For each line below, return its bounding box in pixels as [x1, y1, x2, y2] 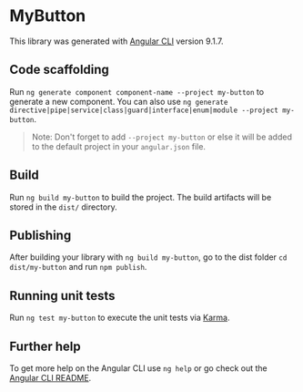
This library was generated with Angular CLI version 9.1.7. [9, 36, 224, 46]
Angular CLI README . [9, 373, 92, 383]
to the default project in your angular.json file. [31, 140, 207, 151]
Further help [9, 338, 82, 354]
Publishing [9, 227, 72, 242]
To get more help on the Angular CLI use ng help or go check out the [9, 363, 268, 374]
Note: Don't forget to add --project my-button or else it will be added [31, 131, 293, 142]
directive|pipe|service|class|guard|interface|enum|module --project [9, 106, 279, 115]
